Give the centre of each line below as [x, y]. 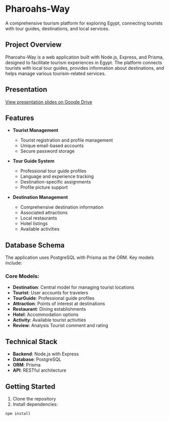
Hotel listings [34, 224]
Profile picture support [44, 187]
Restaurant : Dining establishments [49, 309]
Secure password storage [47, 151]
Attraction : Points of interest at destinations [59, 304]
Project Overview [33, 45]
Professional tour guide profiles [53, 171]
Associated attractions [44, 213]
